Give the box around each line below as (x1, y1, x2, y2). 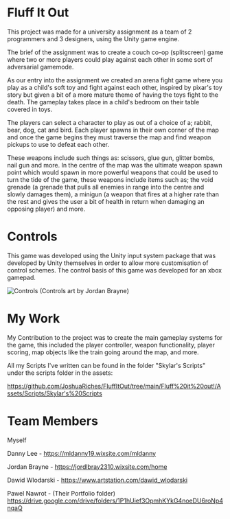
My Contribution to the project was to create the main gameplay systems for (7, 333, 223, 341)
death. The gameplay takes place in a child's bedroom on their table (7, 97, 200, 106)
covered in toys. (7, 105, 53, 113)
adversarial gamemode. (7, 62, 74, 71)
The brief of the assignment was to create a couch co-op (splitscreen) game (7, 48, 224, 56)
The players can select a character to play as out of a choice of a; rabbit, (7, 118, 213, 126)
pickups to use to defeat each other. (7, 140, 110, 148)
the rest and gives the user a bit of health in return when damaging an (7, 197, 205, 205)
